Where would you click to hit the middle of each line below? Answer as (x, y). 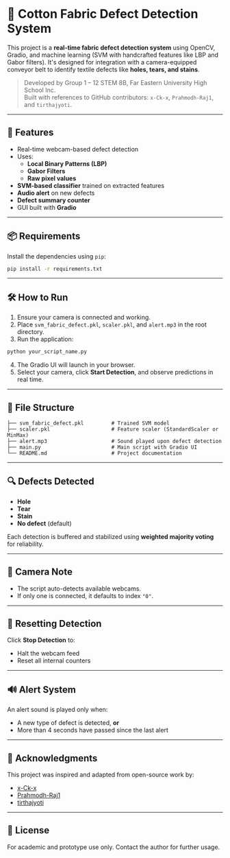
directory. (30, 332)
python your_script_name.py (47, 352)
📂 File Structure (41, 407)
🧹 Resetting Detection (54, 623)
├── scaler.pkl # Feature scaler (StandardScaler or (113, 429)
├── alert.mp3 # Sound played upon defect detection (115, 441)
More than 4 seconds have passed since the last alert (93, 730)
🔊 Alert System (42, 690)
